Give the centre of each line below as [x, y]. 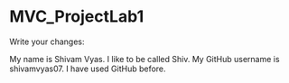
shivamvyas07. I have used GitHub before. [88, 69]
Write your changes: [47, 41]
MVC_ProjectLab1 [77, 17]
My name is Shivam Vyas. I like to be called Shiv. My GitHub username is [144, 59]
